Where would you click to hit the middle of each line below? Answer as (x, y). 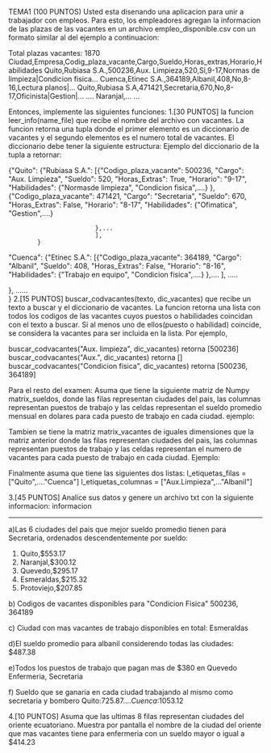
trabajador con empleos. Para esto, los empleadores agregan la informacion (134, 20)
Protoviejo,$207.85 (51, 588)
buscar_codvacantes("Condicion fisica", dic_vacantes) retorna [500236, (128, 366)
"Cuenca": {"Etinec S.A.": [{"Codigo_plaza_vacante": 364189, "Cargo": (125, 257)
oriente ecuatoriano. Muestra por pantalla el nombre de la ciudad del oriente (135, 725)
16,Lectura (26, 87)
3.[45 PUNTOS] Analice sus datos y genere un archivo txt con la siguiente (131, 497)
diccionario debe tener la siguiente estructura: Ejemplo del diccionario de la (134, 146)
